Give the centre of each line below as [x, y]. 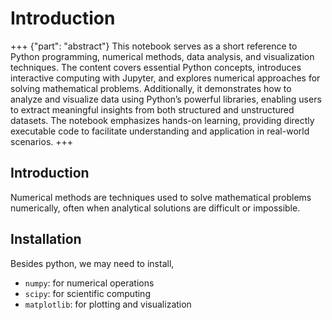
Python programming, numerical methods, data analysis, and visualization [162, 56]
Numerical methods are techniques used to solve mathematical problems [161, 197]
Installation [46, 239]
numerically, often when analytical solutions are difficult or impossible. [155, 208]
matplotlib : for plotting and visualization [108, 304]
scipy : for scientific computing [87, 293]
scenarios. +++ [42, 141]
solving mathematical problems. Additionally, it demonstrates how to [151, 88]
